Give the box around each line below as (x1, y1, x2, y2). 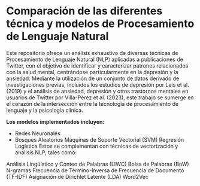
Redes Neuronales (14, 130, 61, 137)
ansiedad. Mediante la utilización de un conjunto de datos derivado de (6, 75, 180, 82)
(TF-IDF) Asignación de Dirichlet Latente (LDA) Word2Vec (6, 173, 149, 180)
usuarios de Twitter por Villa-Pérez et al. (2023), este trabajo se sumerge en (6, 94, 194, 101)
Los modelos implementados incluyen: (6, 118, 105, 125)
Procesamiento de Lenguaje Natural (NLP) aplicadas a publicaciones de (6, 56, 184, 63)
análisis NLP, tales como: (14, 148, 77, 156)
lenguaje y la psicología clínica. (6, 106, 83, 114)
